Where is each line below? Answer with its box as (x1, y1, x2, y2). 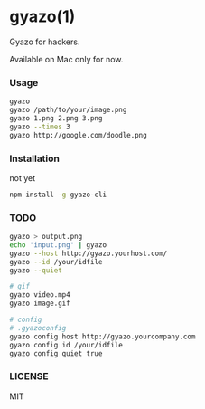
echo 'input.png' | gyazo (9, 240, 107, 250)
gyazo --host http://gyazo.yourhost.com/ (9, 249, 168, 258)
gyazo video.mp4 (9, 290, 70, 300)
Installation (9, 152, 61, 165)
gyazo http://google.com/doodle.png (9, 130, 147, 139)
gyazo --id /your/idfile (9, 257, 103, 266)
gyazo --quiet (9, 265, 63, 275)
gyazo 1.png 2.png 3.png (9, 113, 103, 123)
